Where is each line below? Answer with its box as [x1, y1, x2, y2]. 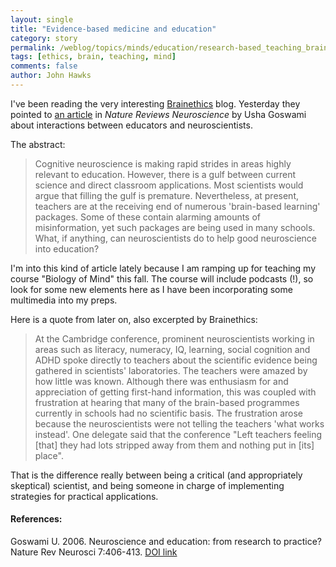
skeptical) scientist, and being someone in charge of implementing [10, 479, 285, 491]
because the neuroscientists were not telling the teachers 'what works [34, 417, 325, 430]
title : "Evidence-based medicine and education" [10, 24, 217, 34]
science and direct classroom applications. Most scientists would [34, 179, 304, 191]
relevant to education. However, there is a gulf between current [34, 168, 297, 180]
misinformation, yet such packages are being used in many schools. [34, 221, 316, 233]
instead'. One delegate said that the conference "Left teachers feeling [34, 428, 323, 440]
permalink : [10, 42, 56, 53]
